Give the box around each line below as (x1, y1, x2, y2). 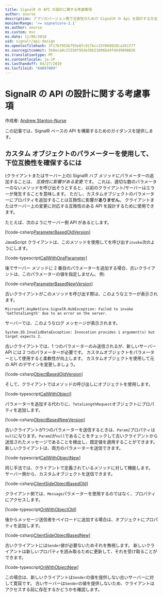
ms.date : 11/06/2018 (5, 35, 47, 39)
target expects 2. (5, 334, 42, 339)
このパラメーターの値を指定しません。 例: (21, 271, 105, 277)
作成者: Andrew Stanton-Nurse (5, 117, 66, 123)
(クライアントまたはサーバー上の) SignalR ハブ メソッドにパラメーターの (5, 172, 150, 178)
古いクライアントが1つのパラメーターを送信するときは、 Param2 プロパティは (5, 427, 155, 433)
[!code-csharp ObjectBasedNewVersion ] (5, 416, 85, 422)
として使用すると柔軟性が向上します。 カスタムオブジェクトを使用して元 (9, 355, 154, 361)
